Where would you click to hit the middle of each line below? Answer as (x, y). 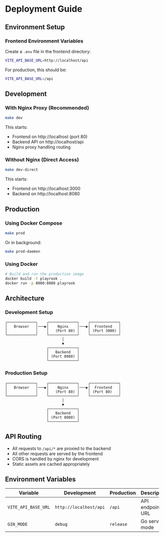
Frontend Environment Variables (44, 41)
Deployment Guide (44, 9)
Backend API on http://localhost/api (48, 142)
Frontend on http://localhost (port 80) (50, 137)
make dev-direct (21, 170)
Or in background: (23, 242)
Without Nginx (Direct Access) (42, 160)
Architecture (25, 299)
